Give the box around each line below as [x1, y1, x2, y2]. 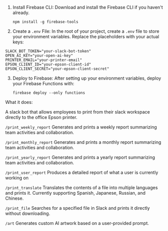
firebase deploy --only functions [12, 90, 85, 95]
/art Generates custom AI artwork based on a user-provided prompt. [5, 220, 149, 226]
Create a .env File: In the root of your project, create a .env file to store [12, 28, 160, 34]
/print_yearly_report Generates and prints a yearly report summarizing [5, 154, 155, 160]
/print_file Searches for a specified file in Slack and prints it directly [5, 205, 150, 211]
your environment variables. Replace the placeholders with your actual [12, 34, 159, 39]
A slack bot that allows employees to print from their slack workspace [5, 109, 150, 115]
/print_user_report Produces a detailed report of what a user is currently [5, 169, 158, 176]
